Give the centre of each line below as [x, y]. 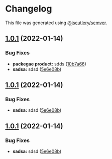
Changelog [29, 9]
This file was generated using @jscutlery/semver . [56, 23]
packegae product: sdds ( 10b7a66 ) [49, 64]
